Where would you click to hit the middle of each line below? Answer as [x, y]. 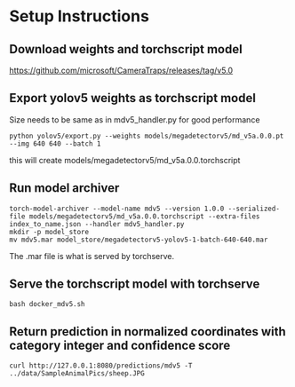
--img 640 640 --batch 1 [55, 144]
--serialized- [254, 209]
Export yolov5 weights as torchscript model [132, 98]
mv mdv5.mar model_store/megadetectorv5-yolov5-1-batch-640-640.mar [139, 240]
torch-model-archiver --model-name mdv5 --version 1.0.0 [117, 209]
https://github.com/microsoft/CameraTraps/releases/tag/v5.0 [121, 70]
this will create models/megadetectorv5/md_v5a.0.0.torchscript [125, 160]
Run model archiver [64, 188]
